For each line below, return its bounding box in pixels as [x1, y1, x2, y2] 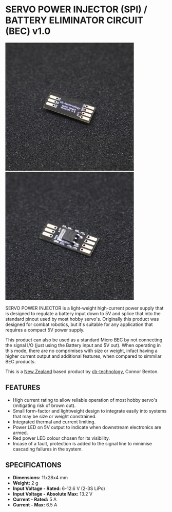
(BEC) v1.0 [5, 26, 51, 37]
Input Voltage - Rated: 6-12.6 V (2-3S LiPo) [12, 485, 105, 491]
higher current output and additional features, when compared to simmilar [5, 353, 162, 359]
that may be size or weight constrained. [12, 413, 97, 419]
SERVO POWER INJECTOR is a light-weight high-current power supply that [5, 305, 164, 311]
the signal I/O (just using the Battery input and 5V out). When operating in [5, 342, 161, 348]
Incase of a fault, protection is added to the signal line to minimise [12, 440, 152, 446]
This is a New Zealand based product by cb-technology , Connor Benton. [5, 368, 159, 375]
